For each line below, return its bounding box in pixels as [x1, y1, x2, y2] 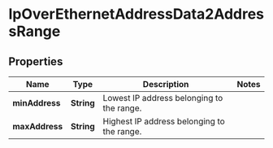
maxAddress [12, 121, 63, 132]
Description [142, 79, 189, 89]
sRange [8, 22, 61, 41]
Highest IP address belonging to [102, 115, 225, 127]
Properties [8, 54, 63, 68]
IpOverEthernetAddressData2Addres [8, 5, 265, 24]
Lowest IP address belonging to [102, 93, 223, 103]
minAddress [12, 98, 61, 108]
